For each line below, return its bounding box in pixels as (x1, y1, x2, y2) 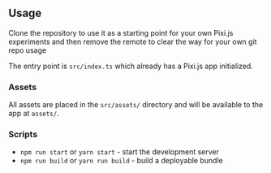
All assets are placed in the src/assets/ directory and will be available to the (8, 100, 264, 110)
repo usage (8, 45, 47, 55)
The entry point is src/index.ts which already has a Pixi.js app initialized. (8, 61, 253, 71)
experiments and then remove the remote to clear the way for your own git (8, 37, 257, 46)
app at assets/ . (8, 109, 59, 119)
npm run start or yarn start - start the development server (19, 147, 220, 157)
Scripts (8, 129, 38, 141)
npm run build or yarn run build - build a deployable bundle (19, 156, 223, 166)
